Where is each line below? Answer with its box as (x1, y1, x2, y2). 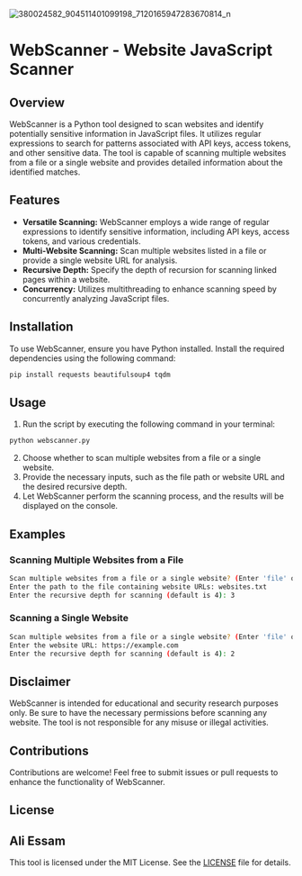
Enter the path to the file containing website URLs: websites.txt (9, 582, 268, 592)
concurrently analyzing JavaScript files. (22, 293, 170, 303)
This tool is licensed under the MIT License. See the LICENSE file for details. (9, 857, 291, 868)
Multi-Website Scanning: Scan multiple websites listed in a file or (22, 245, 267, 256)
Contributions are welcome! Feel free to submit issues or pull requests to (9, 767, 279, 778)
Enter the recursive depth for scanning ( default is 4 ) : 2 (9, 649, 235, 658)
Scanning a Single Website (9, 612, 129, 625)
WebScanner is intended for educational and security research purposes (9, 698, 279, 709)
